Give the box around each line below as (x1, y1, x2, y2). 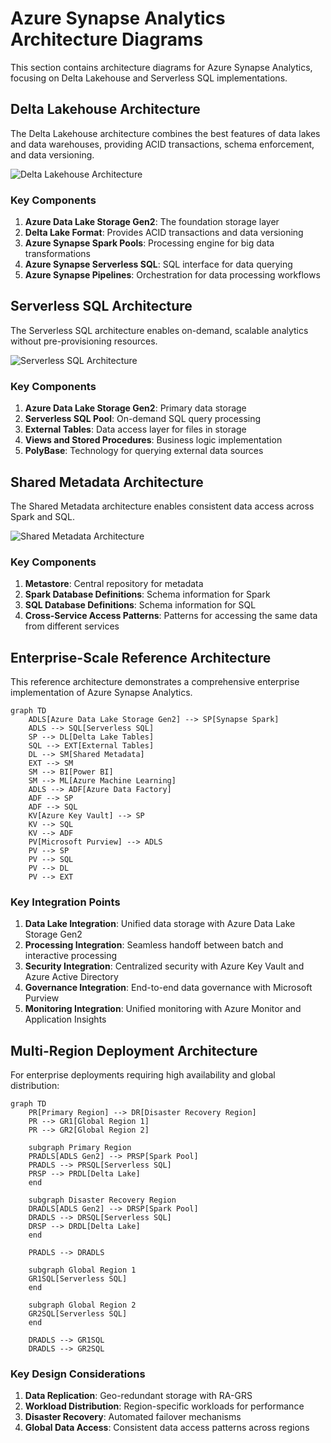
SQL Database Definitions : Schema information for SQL (24, 599, 257, 611)
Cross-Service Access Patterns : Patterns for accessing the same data (24, 610, 318, 622)
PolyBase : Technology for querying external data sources (24, 445, 264, 457)
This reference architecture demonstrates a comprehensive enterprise (10, 676, 300, 688)
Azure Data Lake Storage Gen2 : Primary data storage (24, 402, 247, 414)
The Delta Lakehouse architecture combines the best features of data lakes (10, 127, 321, 139)
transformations (24, 248, 91, 260)
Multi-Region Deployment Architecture (10, 1042, 258, 1059)
